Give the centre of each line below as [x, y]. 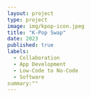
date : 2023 [23, 39]
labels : [18, 52]
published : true [30, 45]
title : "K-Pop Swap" [37, 32]
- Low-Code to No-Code [46, 70]
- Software [29, 77]
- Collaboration [37, 58]
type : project [28, 20]
